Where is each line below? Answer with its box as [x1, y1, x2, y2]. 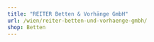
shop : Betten [7, 23, 46, 31]
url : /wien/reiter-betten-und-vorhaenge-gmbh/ [7, 17, 148, 24]
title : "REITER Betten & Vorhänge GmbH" [7, 10, 129, 18]
